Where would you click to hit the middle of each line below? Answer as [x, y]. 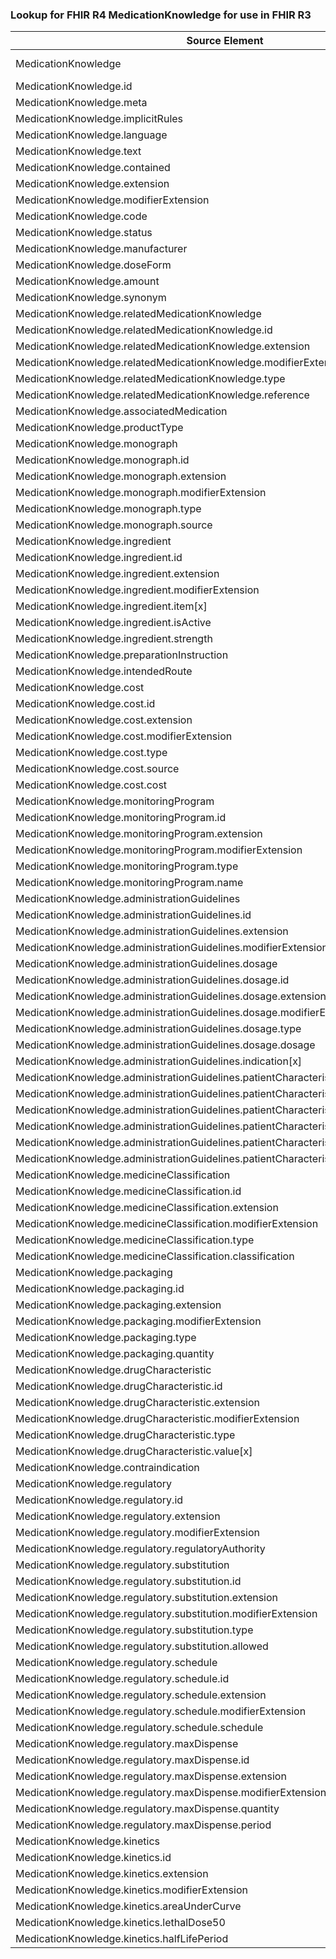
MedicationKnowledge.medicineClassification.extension [147, 1208]
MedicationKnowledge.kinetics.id [93, 1858]
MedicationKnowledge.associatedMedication [121, 411]
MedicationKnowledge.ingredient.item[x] [111, 606]
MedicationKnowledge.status [84, 233]
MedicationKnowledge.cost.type [91, 753]
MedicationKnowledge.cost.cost [91, 785]
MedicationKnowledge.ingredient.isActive [113, 623]
